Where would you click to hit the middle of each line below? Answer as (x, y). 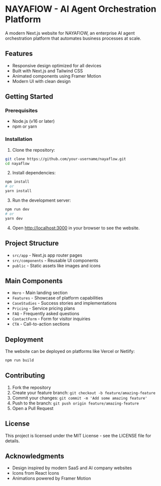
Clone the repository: (34, 150)
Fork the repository (32, 387)
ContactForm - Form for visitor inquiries (51, 319)
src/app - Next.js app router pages (47, 255)
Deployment (24, 339)
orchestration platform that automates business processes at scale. (73, 38)
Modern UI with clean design (41, 81)
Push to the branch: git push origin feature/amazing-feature (75, 403)
